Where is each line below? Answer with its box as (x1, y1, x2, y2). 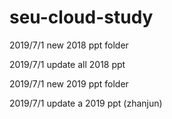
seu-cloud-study (9, 6, 154, 29)
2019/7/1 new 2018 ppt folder (9, 39, 129, 51)
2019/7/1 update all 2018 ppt (9, 58, 126, 70)
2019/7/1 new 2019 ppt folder (9, 77, 129, 90)
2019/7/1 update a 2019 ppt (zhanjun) (9, 97, 163, 109)
